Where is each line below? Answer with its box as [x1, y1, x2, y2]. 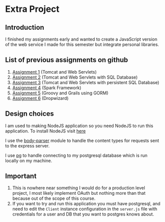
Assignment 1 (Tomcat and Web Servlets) [12, 69, 97, 75]
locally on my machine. [5, 157, 53, 164]
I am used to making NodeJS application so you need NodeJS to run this [5, 123, 154, 129]
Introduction [5, 23, 45, 32]
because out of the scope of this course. [12, 195, 96, 201]
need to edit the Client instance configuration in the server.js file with [12, 206, 158, 212]
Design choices [5, 110, 55, 118]
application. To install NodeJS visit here [5, 128, 86, 134]
